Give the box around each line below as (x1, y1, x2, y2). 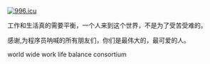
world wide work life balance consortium (7, 50, 127, 58)
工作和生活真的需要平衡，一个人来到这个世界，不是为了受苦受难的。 (7, 21, 207, 30)
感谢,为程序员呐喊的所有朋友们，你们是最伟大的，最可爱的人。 (7, 36, 191, 44)
